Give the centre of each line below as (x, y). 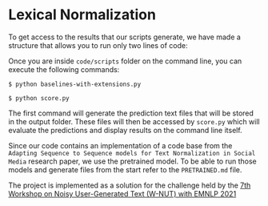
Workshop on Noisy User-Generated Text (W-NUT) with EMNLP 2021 (122, 193)
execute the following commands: (64, 69)
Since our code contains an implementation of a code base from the (120, 145)
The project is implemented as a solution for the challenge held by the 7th (130, 185)
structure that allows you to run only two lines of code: (98, 45)
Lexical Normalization (82, 15)
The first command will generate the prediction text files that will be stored (131, 113)
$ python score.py (39, 98)
